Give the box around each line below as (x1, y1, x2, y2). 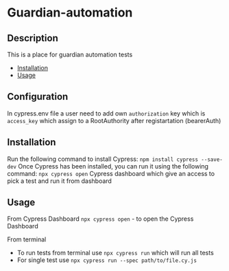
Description (7, 32, 58, 44)
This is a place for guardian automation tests (7, 50, 133, 58)
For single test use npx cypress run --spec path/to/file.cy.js (16, 256, 197, 264)
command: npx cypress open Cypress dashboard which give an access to (7, 169, 215, 177)
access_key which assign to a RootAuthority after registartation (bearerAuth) (7, 116, 221, 124)
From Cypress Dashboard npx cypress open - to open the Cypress (7, 215, 194, 223)
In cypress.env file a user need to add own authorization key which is (7, 109, 206, 118)
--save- (201, 156, 223, 163)
